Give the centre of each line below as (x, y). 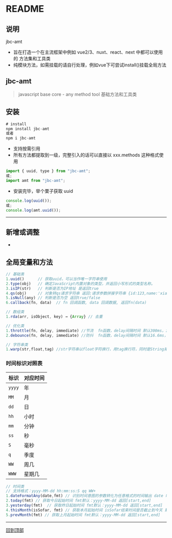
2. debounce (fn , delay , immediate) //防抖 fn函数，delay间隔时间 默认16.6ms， (87, 335)
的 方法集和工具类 (32, 59)
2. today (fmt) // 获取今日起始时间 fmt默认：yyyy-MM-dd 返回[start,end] (79, 501)
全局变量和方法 (29, 262)
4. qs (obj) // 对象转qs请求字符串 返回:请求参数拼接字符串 (66, 293)
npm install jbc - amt (28, 129)
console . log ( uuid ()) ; (29, 201)
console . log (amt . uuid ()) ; (33, 210)
